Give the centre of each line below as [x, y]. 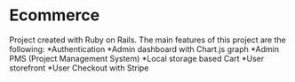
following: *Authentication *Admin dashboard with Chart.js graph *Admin [144, 48]
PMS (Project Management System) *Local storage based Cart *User [137, 58]
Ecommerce [55, 15]
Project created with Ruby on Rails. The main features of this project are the [147, 40]
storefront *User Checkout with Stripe [79, 68]
